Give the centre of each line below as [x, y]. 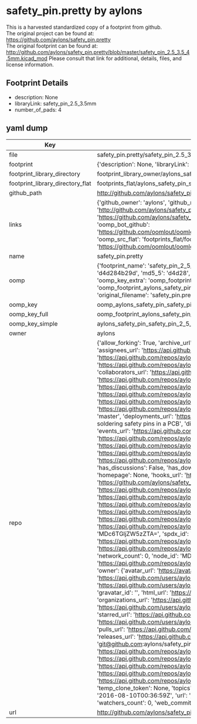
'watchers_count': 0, [125, 702]
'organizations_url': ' [125, 599]
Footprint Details [37, 83]
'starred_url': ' [116, 614]
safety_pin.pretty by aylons [74, 11]
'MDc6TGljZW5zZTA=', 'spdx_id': [143, 534]
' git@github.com [119, 643]
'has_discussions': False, [131, 467]
